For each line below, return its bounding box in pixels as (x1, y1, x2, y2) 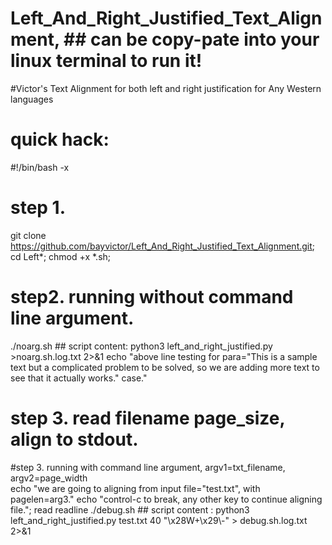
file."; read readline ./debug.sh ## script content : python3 (10, 503, 250, 516)
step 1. (10, 197, 67, 219)
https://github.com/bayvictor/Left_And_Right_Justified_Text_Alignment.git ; (10, 240, 316, 252)
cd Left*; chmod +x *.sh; (10, 250, 112, 262)
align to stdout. (10, 428, 139, 451)
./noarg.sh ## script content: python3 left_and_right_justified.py (10, 340, 273, 352)
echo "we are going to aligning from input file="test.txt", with (10, 482, 261, 494)
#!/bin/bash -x (10, 161, 70, 173)
